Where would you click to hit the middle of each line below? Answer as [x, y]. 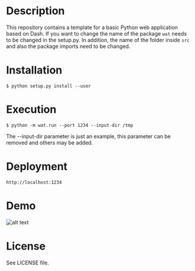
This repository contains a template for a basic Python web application [92, 27]
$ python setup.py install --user [49, 86]
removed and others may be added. [50, 142]
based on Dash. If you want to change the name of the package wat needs [97, 33]
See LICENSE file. [27, 263]
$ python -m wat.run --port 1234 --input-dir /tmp [70, 125]
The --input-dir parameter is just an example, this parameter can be [89, 136]
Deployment [37, 167]
